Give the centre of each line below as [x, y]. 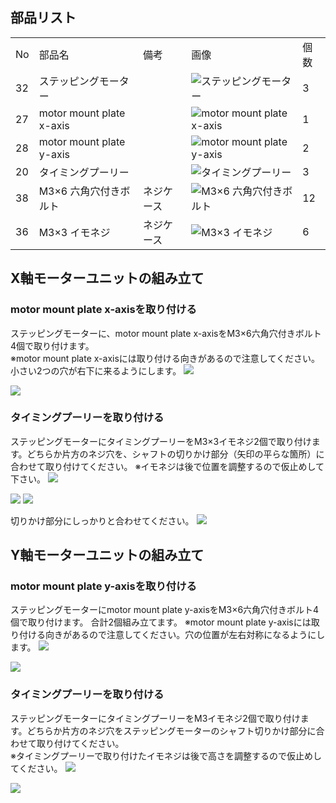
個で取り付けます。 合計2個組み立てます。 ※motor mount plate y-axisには [161, 622]
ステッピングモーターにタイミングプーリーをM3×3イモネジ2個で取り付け [161, 441]
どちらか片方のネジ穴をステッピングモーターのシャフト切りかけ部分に [171, 730]
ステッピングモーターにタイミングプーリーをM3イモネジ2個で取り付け [155, 718]
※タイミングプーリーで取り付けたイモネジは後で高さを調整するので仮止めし [166, 755]
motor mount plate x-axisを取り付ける [103, 310]
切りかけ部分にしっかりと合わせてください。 [102, 520]
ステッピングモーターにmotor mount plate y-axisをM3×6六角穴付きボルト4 [165, 610]
